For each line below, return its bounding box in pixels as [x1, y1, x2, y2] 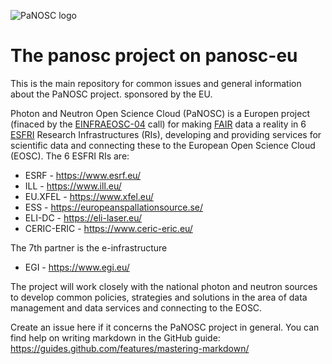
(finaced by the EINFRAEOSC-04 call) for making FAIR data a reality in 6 [10, 118, 307, 130]
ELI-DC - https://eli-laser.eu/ [24, 211, 143, 224]
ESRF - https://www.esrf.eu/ [24, 169, 142, 181]
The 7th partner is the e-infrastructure [10, 241, 168, 254]
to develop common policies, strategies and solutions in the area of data [10, 291, 308, 303]
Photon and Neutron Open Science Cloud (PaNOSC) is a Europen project [10, 107, 311, 119]
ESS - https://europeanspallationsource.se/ [24, 201, 204, 213]
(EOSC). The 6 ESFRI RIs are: [10, 150, 130, 162]
